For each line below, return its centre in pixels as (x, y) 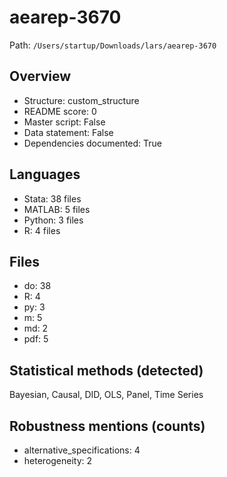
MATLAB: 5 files (57, 209)
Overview (40, 76)
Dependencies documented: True (92, 143)
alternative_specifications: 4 (82, 450)
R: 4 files (42, 230)
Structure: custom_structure (81, 100)
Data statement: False (68, 132)
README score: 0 (60, 111)
